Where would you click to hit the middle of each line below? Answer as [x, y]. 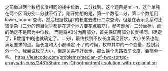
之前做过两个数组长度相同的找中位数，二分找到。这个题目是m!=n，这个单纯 [83, 7]
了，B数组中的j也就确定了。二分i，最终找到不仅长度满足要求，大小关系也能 [82, 38]
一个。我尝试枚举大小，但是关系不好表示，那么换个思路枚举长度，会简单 [84, 51]
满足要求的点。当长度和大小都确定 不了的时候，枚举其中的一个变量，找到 [80, 45]
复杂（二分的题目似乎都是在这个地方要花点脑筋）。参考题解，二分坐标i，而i [86, 26]
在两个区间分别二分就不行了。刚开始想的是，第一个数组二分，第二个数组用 [82, 13]
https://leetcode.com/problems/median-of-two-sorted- [72, 57]
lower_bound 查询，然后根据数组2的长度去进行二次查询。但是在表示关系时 [82, 20]
